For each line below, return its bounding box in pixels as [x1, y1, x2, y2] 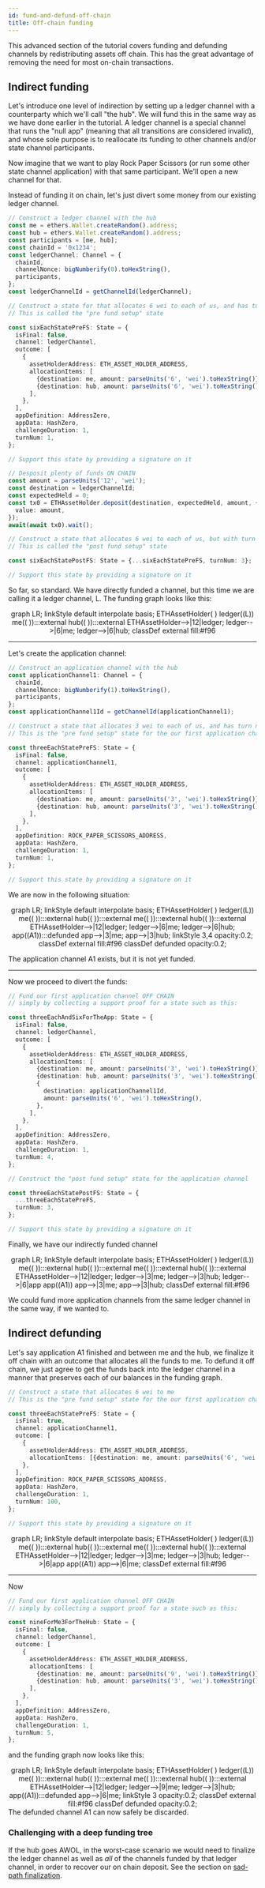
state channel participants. [8, 143, 95, 152]
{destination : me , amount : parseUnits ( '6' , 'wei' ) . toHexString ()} [36, 374, 259, 383]
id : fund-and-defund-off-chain [8, 11, 111, 20]
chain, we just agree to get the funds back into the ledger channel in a [8, 1364, 236, 1374]
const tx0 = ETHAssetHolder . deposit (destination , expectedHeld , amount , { [8, 498, 259, 506]
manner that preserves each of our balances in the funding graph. [8, 1372, 223, 1382]
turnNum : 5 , [15, 1728, 55, 1736]
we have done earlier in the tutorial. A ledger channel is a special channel [8, 118, 246, 127]
